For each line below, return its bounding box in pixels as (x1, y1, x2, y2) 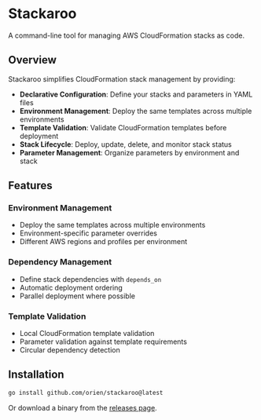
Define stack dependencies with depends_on (19, 274, 162, 283)
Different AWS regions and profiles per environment (19, 237, 188, 247)
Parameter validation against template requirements (19, 337, 187, 346)
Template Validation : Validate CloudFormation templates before (19, 122, 227, 132)
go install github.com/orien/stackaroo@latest (8, 389, 164, 396)
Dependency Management (8, 257, 112, 268)
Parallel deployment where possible (19, 291, 136, 301)
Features (8, 179, 53, 192)
